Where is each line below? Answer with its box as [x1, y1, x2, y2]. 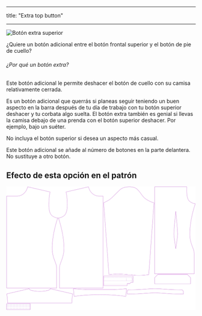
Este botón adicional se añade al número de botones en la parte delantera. [6, 147, 191, 154]
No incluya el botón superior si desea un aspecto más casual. [6, 135, 159, 142]
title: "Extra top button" [6, 12, 63, 19]
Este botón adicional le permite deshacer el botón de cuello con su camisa [6, 79, 191, 87]
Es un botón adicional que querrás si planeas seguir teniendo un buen [6, 97, 179, 105]
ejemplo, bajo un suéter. [6, 123, 66, 130]
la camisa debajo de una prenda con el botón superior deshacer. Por [6, 117, 176, 124]
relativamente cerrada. [6, 86, 63, 93]
